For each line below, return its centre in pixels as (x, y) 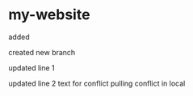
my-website (49, 15)
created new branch (42, 52)
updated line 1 (31, 68)
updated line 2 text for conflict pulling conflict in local (97, 83)
